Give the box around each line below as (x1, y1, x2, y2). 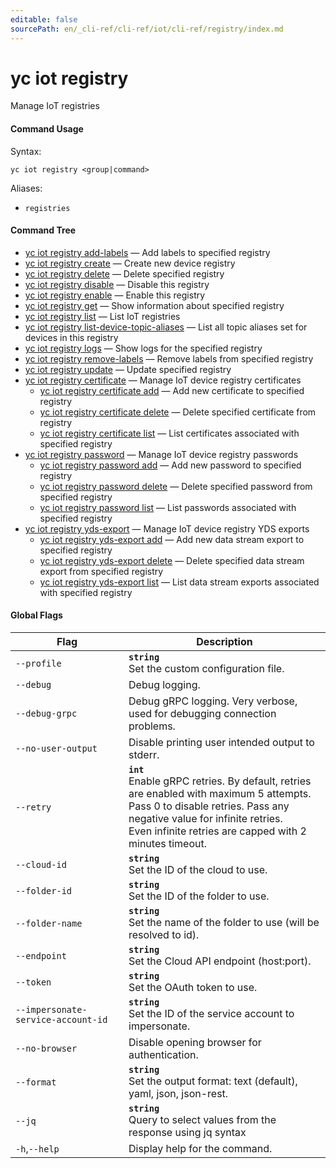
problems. (128, 719, 176, 733)
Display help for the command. (128, 1142, 273, 1156)
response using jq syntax (128, 1126, 247, 1140)
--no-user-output (15, 743, 98, 755)
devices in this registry (24, 331, 119, 343)
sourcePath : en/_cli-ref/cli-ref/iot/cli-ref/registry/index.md (10, 24, 284, 34)
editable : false (10, 14, 78, 25)
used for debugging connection (128, 707, 277, 721)
